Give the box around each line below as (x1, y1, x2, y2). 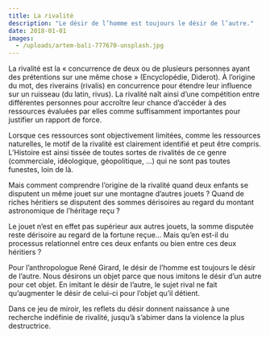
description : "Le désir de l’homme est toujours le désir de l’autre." (8, 19, 254, 27)
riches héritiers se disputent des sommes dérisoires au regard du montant (8, 198, 255, 208)
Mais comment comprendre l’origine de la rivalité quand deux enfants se (8, 180, 248, 190)
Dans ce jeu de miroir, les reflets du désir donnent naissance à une (8, 304, 230, 314)
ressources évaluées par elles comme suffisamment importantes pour (8, 106, 241, 117)
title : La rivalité (8, 11, 74, 20)
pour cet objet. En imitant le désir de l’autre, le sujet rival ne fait (8, 280, 218, 290)
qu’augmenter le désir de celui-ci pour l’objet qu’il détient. (8, 289, 200, 298)
